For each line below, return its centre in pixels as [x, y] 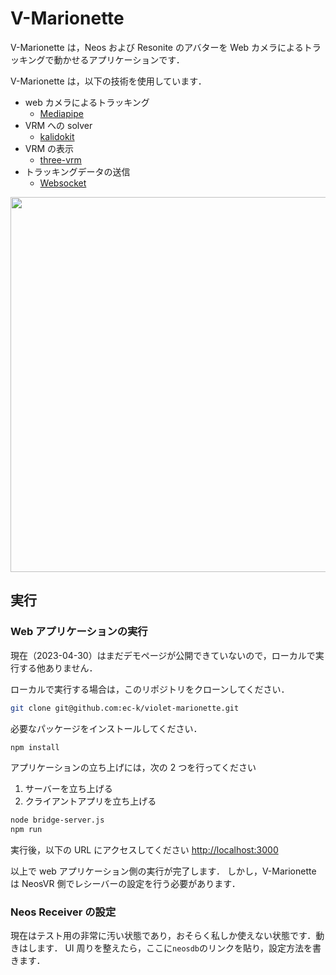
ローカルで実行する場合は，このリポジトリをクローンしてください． [150, 689]
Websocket [63, 183]
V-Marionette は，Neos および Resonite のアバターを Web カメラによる [157, 47]
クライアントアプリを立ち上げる [90, 801]
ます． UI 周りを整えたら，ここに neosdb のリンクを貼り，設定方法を [174, 948]
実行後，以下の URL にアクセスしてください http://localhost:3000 [144, 850]
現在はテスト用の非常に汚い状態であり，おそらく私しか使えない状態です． [163, 936]
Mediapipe [61, 113]
